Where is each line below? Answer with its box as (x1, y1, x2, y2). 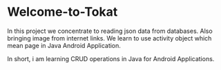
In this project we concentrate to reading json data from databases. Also (7, 27, 213, 35)
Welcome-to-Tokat (7, 4, 118, 20)
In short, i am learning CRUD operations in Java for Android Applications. (7, 54, 215, 62)
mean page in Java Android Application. (7, 41, 121, 49)
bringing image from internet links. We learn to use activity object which (7, 34, 212, 42)
